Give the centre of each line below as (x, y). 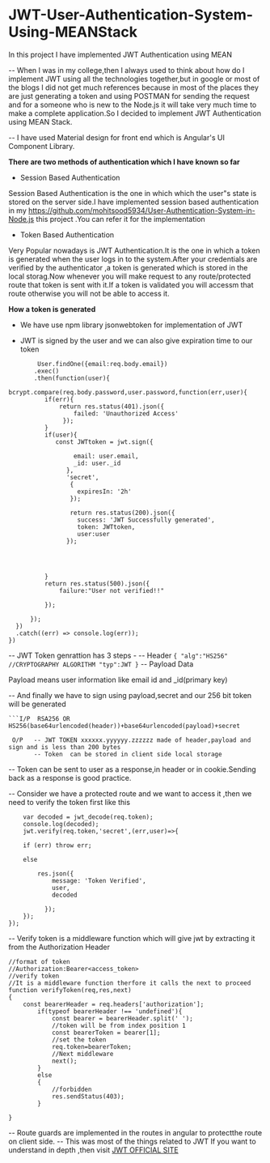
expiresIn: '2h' (104, 492)
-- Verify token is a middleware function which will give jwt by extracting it (132, 938)
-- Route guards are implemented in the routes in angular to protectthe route (135, 1132)
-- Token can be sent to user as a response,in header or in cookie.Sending (132, 769)
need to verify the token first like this (70, 802)
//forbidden (72, 1089)
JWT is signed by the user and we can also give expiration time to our (136, 340)
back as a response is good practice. (70, 777)
